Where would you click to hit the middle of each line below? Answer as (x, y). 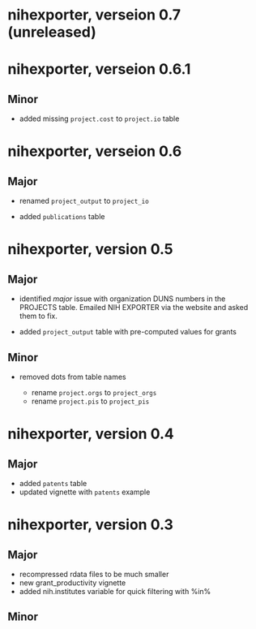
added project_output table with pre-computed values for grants (128, 332)
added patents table (53, 483)
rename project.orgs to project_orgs (94, 392)
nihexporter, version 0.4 (91, 434)
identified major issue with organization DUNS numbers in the (122, 299)
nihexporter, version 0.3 (90, 525)
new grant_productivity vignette (73, 583)
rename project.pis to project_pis (90, 401)
